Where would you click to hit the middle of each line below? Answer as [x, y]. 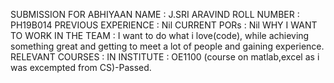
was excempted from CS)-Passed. [81, 67]
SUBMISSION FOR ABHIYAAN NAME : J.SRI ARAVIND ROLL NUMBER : [155, 14]
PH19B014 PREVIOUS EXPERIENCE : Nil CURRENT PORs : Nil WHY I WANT [164, 25]
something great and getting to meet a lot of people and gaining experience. [167, 46]
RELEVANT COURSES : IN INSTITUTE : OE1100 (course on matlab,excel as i [165, 57]
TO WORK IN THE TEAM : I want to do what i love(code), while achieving [160, 35]
